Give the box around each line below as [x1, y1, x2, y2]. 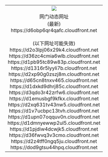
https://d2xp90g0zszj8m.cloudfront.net [8, 71, 100, 78]
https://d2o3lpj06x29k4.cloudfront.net [9, 46, 99, 53]
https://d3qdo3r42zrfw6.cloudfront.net [9, 89, 99, 96]
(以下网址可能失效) [32, 40, 75, 47]
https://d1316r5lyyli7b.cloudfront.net [11, 64, 97, 71]
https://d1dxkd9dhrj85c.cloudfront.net [9, 83, 99, 90]
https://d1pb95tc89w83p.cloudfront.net [7, 59, 101, 65]
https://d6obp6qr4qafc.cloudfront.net [10, 27, 97, 34]
